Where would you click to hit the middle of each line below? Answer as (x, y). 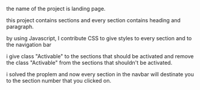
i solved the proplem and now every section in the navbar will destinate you (100, 74)
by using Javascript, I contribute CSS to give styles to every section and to (99, 38)
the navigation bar (29, 45)
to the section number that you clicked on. (59, 81)
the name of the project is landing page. (56, 9)
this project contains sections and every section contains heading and (94, 20)
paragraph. (20, 27)
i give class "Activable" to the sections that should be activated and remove (100, 56)
